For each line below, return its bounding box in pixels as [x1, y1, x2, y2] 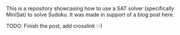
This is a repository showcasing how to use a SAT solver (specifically [6, 5, 174, 12]
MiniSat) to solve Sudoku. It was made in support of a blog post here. [6, 11, 175, 18]
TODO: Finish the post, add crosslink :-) [6, 23, 103, 29]
